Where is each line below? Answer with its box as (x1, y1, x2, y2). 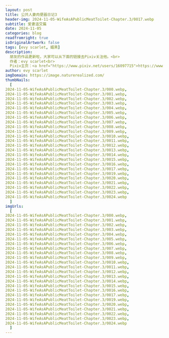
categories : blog (5, 31, 42, 36)
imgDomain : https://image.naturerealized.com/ (5, 73, 105, 78)
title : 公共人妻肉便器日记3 (5, 12, 57, 17)
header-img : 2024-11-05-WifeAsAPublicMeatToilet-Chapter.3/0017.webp (5, 17, 154, 22)
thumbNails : (5, 77, 30, 82)
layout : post (5, 7, 33, 13)
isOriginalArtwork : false (5, 40, 59, 45)
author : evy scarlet (5, 68, 49, 73)
